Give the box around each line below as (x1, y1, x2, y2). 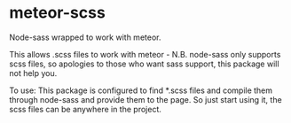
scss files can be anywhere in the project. (9, 104, 161, 114)
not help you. (9, 67, 58, 78)
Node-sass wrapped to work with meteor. (9, 32, 161, 42)
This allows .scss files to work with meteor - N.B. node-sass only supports (9, 49, 281, 59)
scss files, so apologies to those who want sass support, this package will (9, 58, 279, 69)
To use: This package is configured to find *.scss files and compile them (9, 85, 273, 96)
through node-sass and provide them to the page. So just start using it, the (9, 94, 282, 104)
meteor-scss (9, 3, 106, 23)
